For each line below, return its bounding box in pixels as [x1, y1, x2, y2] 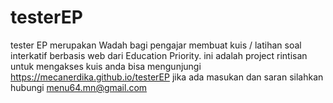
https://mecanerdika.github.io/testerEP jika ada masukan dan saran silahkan [10, 71, 324, 83]
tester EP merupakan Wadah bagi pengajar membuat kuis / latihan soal [10, 39, 302, 51]
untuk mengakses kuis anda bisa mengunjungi [10, 60, 202, 72]
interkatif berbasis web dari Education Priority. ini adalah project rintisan [10, 49, 308, 61]
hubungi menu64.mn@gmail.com [10, 81, 148, 93]
